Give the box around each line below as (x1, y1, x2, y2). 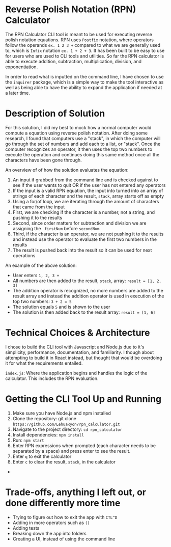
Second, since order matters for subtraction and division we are (12, 220, 147, 226)
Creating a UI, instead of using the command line (12, 536, 116, 542)
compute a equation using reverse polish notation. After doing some (5, 130, 148, 136)
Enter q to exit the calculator (12, 453, 72, 459)
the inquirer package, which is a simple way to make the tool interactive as (5, 79, 164, 85)
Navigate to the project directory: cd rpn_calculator (12, 426, 123, 432)
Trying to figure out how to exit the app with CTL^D (12, 514, 118, 520)
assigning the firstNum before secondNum (12, 225, 100, 231)
